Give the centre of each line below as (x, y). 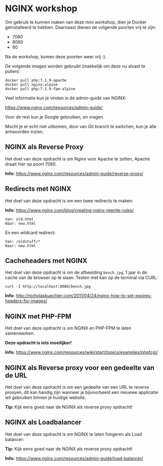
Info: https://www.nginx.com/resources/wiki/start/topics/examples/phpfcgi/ (81, 352)
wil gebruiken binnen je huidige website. (46, 397)
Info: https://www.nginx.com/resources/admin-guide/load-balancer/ (74, 458)
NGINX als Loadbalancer (43, 422)
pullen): (13, 71)
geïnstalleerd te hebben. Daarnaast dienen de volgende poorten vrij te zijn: (81, 27)
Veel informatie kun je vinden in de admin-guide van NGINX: (66, 98)
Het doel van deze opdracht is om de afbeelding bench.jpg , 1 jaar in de (76, 273)
